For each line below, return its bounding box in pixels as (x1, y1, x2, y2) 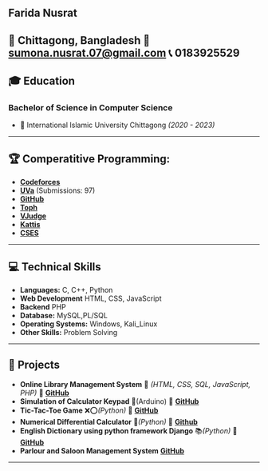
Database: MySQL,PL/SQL (19, 311, 108, 321)
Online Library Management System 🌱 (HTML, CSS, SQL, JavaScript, (19, 379, 251, 389)
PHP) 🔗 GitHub (19, 388, 69, 397)
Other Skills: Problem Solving (19, 328, 118, 337)
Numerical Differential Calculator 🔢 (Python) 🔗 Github (19, 417, 198, 426)
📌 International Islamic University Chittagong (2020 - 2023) (19, 120, 215, 130)
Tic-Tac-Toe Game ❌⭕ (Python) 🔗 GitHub (19, 405, 159, 415)
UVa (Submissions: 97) (19, 186, 96, 195)
